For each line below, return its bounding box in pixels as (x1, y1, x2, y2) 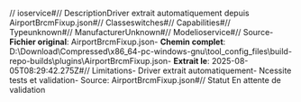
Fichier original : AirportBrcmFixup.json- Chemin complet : (9, 36, 226, 47)
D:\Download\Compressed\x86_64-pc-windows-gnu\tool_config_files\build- (9, 46, 293, 57)
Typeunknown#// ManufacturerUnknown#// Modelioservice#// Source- (9, 27, 274, 37)
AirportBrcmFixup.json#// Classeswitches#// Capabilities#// (9, 17, 232, 28)
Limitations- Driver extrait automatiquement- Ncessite (91, 65, 292, 76)
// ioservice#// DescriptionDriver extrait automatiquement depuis (9, 8, 250, 18)
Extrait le (173, 56, 208, 66)
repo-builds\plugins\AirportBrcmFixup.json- (9, 56, 172, 66)
